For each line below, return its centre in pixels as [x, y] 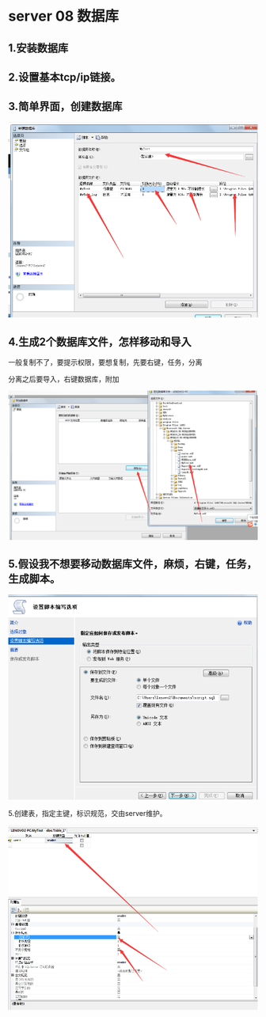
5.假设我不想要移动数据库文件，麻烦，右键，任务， [133, 564]
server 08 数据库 [63, 16]
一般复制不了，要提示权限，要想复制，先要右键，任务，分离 [105, 362]
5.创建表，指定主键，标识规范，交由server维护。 [88, 813]
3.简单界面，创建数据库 [65, 106]
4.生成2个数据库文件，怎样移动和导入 [100, 342]
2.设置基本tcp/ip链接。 [65, 77]
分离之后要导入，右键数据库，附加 [64, 379]
